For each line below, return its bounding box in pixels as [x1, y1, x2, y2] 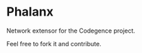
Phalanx [6, 4, 54, 20]
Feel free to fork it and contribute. [6, 39, 102, 48]
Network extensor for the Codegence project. [6, 26, 135, 35]
